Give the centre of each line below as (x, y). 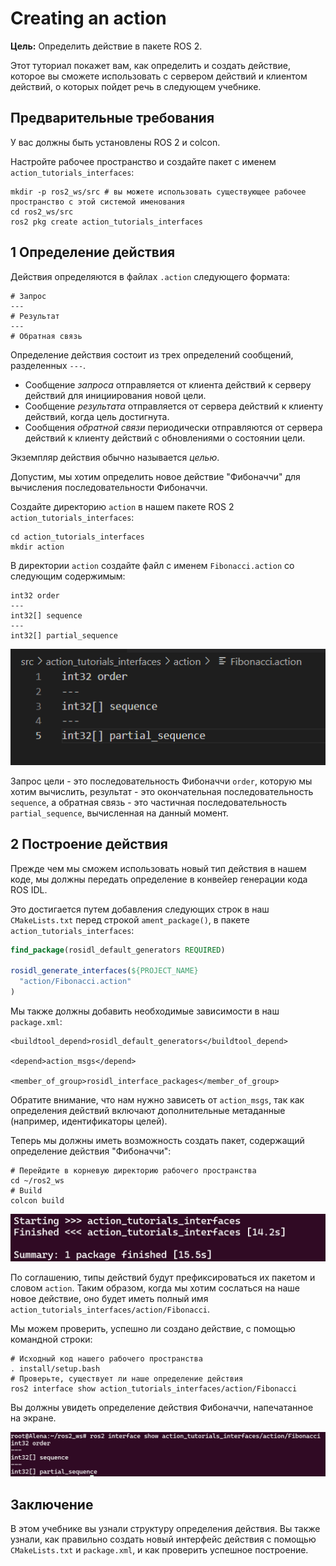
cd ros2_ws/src (42, 212)
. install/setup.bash (55, 1368)
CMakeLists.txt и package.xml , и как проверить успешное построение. (159, 1549)
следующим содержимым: (68, 576)
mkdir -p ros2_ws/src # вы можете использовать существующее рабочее (158, 192)
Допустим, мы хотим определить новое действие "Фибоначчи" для (155, 476)
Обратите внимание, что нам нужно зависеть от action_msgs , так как (157, 1100)
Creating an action (88, 18)
